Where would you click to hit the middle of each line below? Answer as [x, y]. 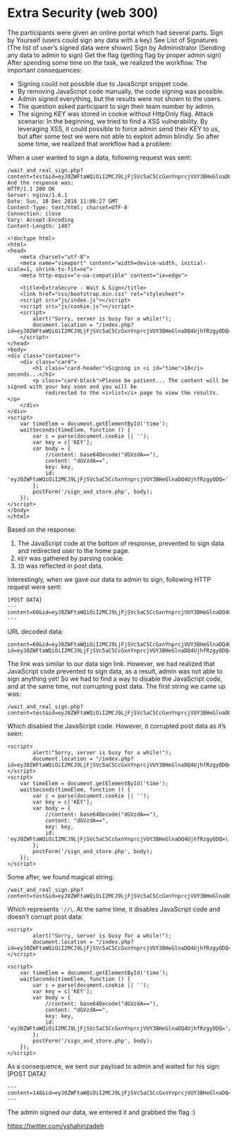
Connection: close [34, 213]
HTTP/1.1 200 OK [31, 189]
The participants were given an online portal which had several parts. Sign [115, 32]
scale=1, [20, 269]
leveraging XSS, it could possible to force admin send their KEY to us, [119, 129]
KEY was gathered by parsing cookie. [71, 558]
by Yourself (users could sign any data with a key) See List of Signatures [113, 40]
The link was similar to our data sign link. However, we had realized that [111, 663]
